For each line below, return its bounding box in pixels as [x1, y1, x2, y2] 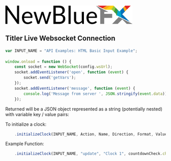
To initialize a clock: [5, 121, 47, 127]
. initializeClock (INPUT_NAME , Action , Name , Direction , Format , [14, 131, 154, 137]
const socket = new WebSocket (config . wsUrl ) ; [14, 64, 113, 69]
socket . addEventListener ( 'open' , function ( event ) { [14, 70, 129, 75]
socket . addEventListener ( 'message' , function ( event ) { [14, 86, 136, 91]
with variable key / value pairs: [5, 111, 70, 117]
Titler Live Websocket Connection [5, 34, 116, 43]
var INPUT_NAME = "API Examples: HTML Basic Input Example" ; [5, 48, 138, 53]
